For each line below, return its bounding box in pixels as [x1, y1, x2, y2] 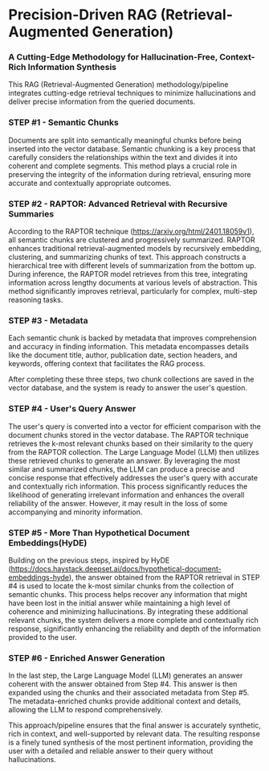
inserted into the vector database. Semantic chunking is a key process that [8, 143, 255, 154]
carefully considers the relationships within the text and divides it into [8, 152, 238, 162]
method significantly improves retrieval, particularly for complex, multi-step [8, 287, 258, 296]
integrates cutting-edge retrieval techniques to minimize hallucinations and [8, 89, 256, 98]
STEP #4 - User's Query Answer [8, 403, 137, 414]
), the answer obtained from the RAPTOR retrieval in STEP [68, 572, 260, 582]
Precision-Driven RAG [8, 6, 158, 24]
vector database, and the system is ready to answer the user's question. [8, 383, 247, 393]
